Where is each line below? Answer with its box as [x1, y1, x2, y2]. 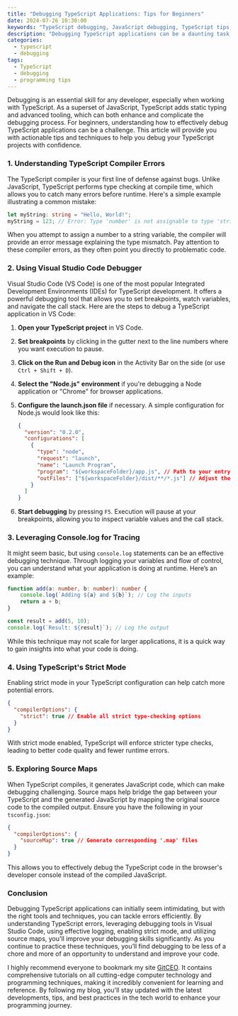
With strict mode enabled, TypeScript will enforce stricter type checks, [7, 739, 214, 747]
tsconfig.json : [7, 810, 51, 819]
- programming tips [13, 76, 72, 84]
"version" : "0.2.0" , [24, 428, 85, 436]
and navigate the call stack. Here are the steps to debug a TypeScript [7, 302, 210, 311]
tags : [7, 57, 23, 64]
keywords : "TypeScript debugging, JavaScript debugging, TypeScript [7, 23, 214, 30]
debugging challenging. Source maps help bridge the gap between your [7, 788, 217, 796]
